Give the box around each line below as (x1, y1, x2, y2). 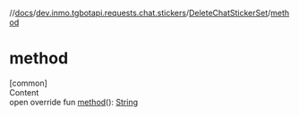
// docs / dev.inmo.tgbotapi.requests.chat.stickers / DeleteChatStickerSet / (9, 8, 271, 18)
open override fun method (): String (9, 96, 139, 107)
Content (9, 87, 39, 97)
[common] (9, 78, 47, 88)
